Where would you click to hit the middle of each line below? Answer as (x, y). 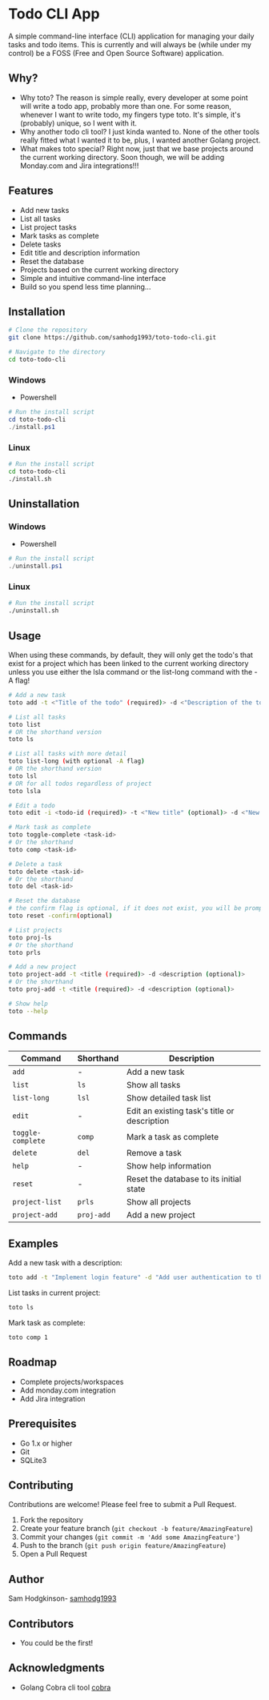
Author (26, 1579)
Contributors (41, 1624)
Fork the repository (52, 1520)
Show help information (169, 1166)
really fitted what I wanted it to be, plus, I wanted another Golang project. (140, 140)
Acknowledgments (57, 1668)
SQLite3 (33, 1460)
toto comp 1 (28, 1337)
